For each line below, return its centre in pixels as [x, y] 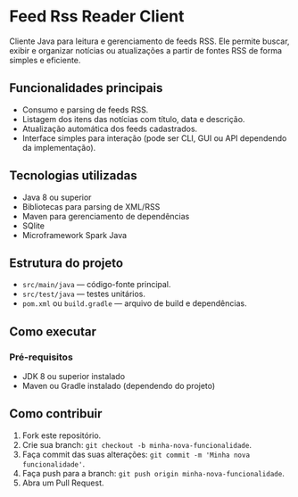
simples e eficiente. [45, 60]
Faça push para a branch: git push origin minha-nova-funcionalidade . [153, 473]
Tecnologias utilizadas [73, 176]
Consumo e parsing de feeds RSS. [85, 110]
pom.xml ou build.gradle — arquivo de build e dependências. [134, 303]
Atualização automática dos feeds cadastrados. [110, 128]
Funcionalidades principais [86, 88]
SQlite [33, 226]
